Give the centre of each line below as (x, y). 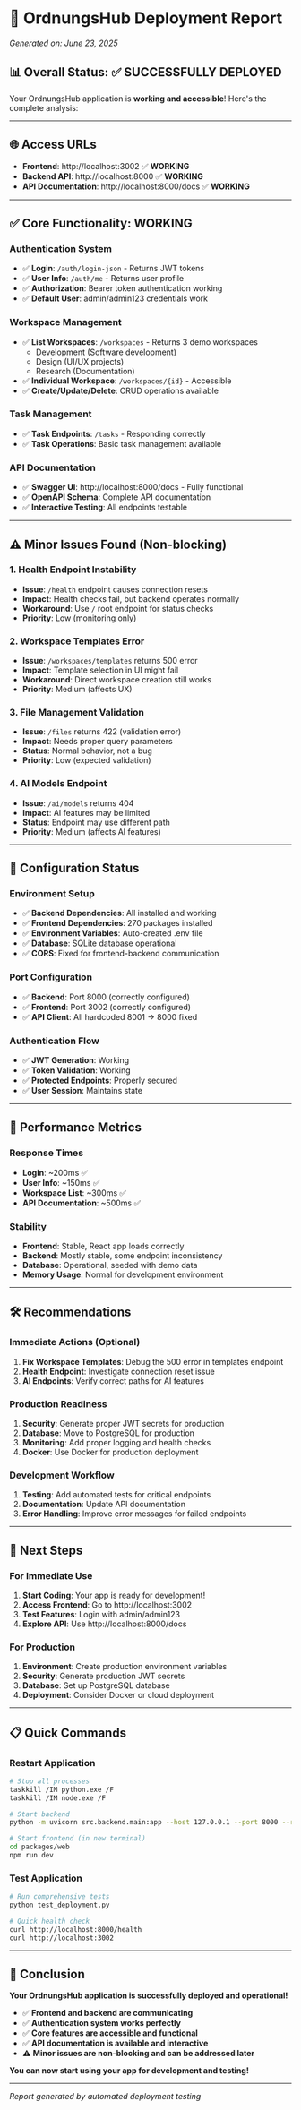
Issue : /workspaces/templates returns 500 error (110, 661)
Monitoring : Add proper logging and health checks (116, 1442)
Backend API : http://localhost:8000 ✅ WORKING (113, 176)
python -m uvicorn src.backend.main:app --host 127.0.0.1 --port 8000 (144, 1823)
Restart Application (52, 1763)
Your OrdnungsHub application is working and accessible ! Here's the (138, 99)
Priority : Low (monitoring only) (79, 618)
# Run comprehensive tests (60, 1897)
